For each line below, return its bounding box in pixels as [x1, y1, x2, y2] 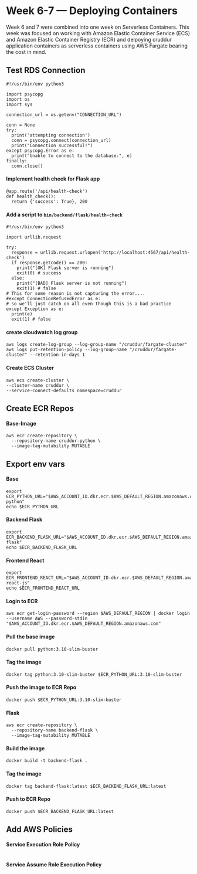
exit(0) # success [16, 270, 62, 276]
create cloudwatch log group [6, 328, 78, 335]
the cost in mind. [6, 48, 47, 55]
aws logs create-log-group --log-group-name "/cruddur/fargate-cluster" [6, 342, 188, 348]
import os [6, 96, 30, 102]
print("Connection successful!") [11, 142, 93, 148]
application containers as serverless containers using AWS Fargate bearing [6, 42, 188, 49]
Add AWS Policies [6, 825, 73, 835]
